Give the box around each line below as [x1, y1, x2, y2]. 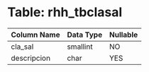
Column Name [11, 30, 60, 40]
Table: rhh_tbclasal [7, 4, 123, 20]
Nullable [109, 30, 138, 40]
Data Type [67, 30, 103, 40]
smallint [67, 42, 94, 52]
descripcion [11, 53, 51, 63]
